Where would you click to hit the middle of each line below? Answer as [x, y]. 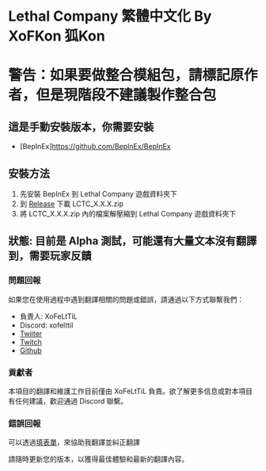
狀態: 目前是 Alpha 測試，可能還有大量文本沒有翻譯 [133, 241]
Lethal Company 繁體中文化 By [110, 16]
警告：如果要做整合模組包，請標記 [120, 75]
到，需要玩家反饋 [50, 256]
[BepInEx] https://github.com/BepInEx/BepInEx [95, 147]
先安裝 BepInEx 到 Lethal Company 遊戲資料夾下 [99, 194]
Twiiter [31, 333]
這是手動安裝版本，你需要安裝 [81, 126]
